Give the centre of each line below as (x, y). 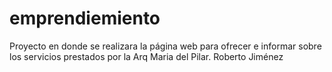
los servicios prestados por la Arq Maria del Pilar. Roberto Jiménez (146, 56)
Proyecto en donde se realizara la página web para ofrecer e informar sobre (165, 46)
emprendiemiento (85, 18)
